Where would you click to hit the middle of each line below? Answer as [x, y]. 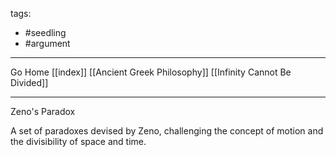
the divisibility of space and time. [78, 141]
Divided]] [29, 82]
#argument [47, 43]
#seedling [45, 32]
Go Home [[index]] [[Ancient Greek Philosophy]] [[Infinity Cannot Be [151, 72]
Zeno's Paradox [43, 111]
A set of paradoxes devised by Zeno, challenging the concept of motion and [167, 131]
